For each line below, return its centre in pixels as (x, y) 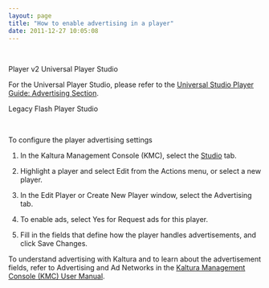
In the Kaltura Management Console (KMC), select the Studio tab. (128, 156)
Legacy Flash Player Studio (53, 109)
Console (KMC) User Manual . (57, 276)
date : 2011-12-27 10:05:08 (53, 31)
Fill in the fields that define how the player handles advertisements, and (138, 235)
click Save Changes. (54, 244)
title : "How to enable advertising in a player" (91, 23)
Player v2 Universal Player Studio (63, 69)
